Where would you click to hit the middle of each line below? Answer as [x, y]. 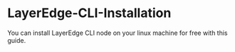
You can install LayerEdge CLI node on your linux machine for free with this [117, 33]
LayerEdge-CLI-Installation [89, 13]
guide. [17, 40]
